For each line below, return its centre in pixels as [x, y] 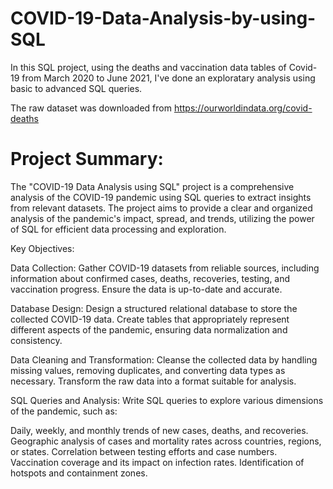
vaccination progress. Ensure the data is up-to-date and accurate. [146, 289]
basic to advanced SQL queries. [76, 88]
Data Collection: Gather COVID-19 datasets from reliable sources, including [165, 268]
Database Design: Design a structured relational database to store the [154, 308]
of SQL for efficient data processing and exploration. [118, 229]
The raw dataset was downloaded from [91, 108]
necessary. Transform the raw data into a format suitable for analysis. [153, 381]
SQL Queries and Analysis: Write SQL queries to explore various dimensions [167, 400]
